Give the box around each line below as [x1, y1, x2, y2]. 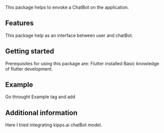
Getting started [5, 47, 54, 56]
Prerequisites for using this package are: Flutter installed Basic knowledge [5, 60, 159, 66]
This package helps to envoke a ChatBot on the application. [5, 5, 129, 10]
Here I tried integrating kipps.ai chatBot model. [5, 122, 102, 128]
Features [5, 19, 34, 27]
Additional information [5, 108, 78, 117]
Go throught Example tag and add [5, 94, 76, 100]
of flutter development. [5, 66, 53, 72]
